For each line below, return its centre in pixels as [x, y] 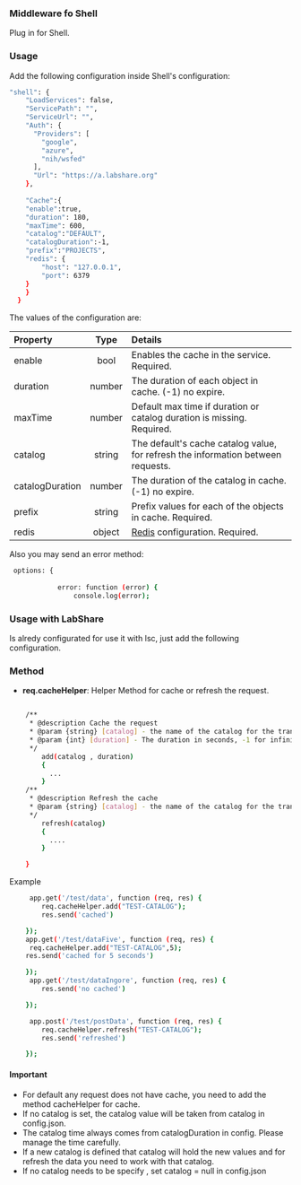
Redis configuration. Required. [195, 532]
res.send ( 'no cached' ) [84, 989]
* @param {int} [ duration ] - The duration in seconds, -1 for [148, 740]
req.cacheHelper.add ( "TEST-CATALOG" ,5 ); [105, 948]
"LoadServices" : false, [70, 100]
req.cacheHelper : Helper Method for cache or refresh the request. [146, 691]
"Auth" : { [44, 126]
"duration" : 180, [58, 217]
